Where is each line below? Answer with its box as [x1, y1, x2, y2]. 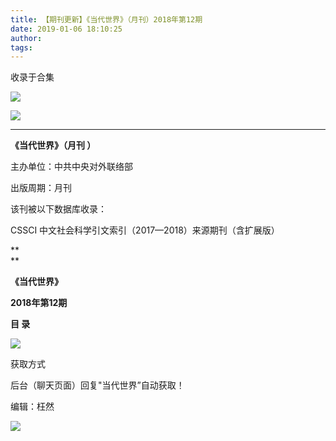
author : [10, 33, 43, 43]
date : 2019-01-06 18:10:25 [10, 24, 123, 34]
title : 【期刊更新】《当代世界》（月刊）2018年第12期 [10, 14, 203, 25]
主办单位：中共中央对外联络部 [10, 161, 133, 173]
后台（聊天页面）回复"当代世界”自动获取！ [10, 379, 185, 391]
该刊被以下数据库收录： [10, 203, 107, 215]
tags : [10, 42, 33, 53]
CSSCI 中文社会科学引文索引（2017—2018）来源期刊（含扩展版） [10, 224, 280, 236]
